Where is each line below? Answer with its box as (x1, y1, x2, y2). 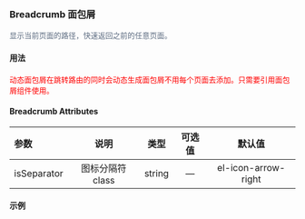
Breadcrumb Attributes (9, 106, 99, 117)
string (143, 166, 170, 179)
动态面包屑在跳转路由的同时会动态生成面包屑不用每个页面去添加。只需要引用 (9, 75, 276, 85)
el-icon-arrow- (217, 161, 286, 174)
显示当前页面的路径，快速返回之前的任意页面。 (9, 31, 172, 41)
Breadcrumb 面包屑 (9, 7, 96, 20)
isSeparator (14, 166, 64, 179)
